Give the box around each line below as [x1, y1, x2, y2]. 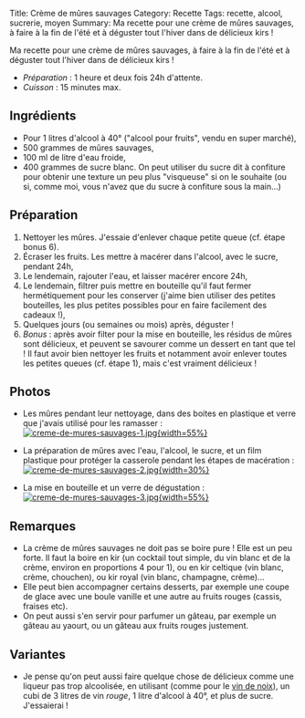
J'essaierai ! [22, 700, 68, 711]
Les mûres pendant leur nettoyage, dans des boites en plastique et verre [22, 408, 297, 419]
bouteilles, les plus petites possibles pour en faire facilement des [22, 299, 268, 310]
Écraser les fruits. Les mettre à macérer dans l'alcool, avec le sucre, [22, 251, 279, 262]
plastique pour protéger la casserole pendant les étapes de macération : [22, 455, 295, 466]
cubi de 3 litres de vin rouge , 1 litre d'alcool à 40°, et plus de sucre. [22, 691, 274, 702]
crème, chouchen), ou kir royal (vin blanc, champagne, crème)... [22, 572, 265, 583]
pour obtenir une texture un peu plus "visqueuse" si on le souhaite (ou [22, 171, 288, 182]
